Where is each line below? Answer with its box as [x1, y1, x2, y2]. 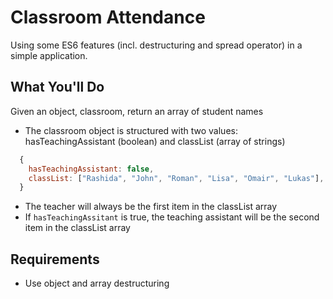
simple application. [10, 49, 88, 61]
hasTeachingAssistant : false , [28, 164, 155, 174]
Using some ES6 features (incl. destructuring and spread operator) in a [10, 39, 303, 51]
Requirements [10, 251, 100, 268]
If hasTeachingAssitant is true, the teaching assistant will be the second [24, 211, 320, 223]
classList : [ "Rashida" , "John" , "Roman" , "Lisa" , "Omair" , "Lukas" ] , [28, 173, 325, 183]
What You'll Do [10, 79, 105, 96]
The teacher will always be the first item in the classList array [24, 201, 278, 213]
